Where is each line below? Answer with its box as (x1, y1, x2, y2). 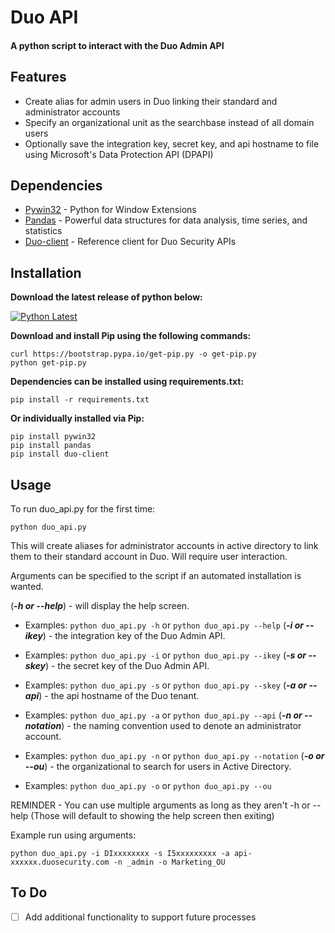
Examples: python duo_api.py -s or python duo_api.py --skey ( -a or (24, 679, 308, 691)
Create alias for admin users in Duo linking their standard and (24, 95, 278, 107)
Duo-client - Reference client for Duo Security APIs (24, 236, 237, 248)
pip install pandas (10, 441, 92, 451)
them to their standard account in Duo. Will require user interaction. (10, 551, 288, 563)
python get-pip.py (10, 358, 87, 368)
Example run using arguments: (10, 829, 137, 841)
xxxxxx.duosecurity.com (10, 857, 110, 868)
